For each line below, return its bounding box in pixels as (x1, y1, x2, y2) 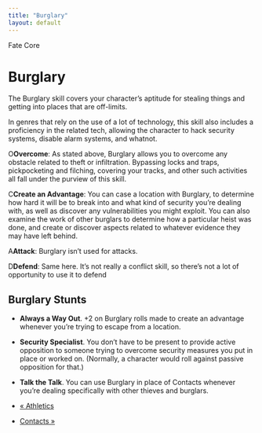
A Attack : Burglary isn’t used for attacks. (8, 247, 138, 256)
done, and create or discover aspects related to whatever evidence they (8, 223, 241, 233)
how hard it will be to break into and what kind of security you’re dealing (8, 198, 242, 207)
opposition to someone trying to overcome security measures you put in (19, 346, 253, 355)
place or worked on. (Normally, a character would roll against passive (19, 354, 245, 364)
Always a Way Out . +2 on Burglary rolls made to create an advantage (19, 314, 245, 323)
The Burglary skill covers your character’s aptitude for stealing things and (8, 94, 246, 103)
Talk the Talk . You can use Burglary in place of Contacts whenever (19, 378, 236, 387)
